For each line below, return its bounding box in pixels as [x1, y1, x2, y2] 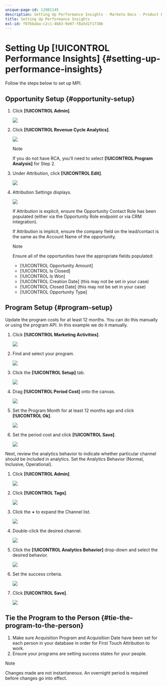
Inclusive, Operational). [5, 461, 53, 467]
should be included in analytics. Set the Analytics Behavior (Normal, [5, 456, 144, 462]
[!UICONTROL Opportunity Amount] [19, 263, 93, 269]
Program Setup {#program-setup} [5, 303, 113, 312]
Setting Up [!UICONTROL [5, 43, 110, 54]
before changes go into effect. [5, 675, 68, 681]
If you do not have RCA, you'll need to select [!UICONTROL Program [12, 155, 153, 161]
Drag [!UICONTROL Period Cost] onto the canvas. [12, 389, 116, 394]
